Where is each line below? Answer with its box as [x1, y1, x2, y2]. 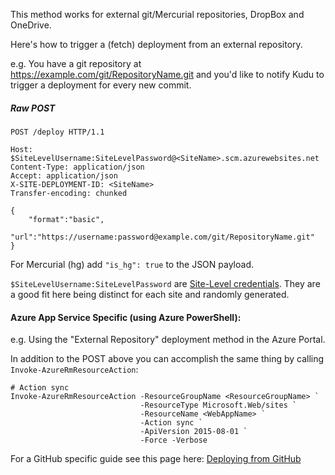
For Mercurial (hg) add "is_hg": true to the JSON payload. [10, 258, 254, 270]
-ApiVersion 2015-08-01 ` [139, 427, 248, 437]
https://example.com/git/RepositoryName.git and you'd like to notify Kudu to [10, 69, 325, 80]
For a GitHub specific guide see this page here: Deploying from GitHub [10, 453, 302, 465]
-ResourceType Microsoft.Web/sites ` [139, 400, 298, 411]
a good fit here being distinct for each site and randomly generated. [10, 288, 290, 300]
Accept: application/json [10, 170, 118, 181]
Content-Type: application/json [10, 162, 145, 172]
